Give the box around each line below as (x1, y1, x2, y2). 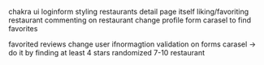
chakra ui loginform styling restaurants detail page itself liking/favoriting (8, 7, 249, 16)
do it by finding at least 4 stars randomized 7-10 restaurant (8, 48, 206, 57)
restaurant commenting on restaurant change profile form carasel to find (8, 15, 252, 25)
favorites (8, 24, 38, 33)
